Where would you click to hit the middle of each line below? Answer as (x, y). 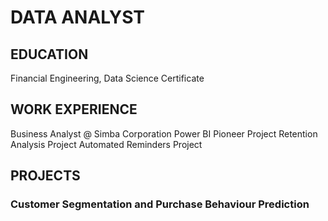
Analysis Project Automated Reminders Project (106, 144)
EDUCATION (49, 54)
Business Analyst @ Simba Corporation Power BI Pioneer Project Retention (164, 133)
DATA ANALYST (78, 17)
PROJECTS (45, 176)
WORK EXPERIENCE (74, 109)
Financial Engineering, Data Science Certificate (107, 78)
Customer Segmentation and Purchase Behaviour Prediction (160, 204)
